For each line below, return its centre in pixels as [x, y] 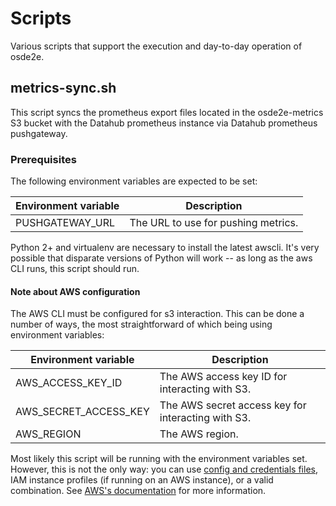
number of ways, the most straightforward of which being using [141, 324]
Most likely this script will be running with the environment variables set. [159, 459]
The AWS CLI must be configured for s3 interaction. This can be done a [157, 314]
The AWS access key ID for [223, 377]
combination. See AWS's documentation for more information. [138, 491]
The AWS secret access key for [233, 405]
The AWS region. [199, 434]
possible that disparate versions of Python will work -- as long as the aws [161, 258]
